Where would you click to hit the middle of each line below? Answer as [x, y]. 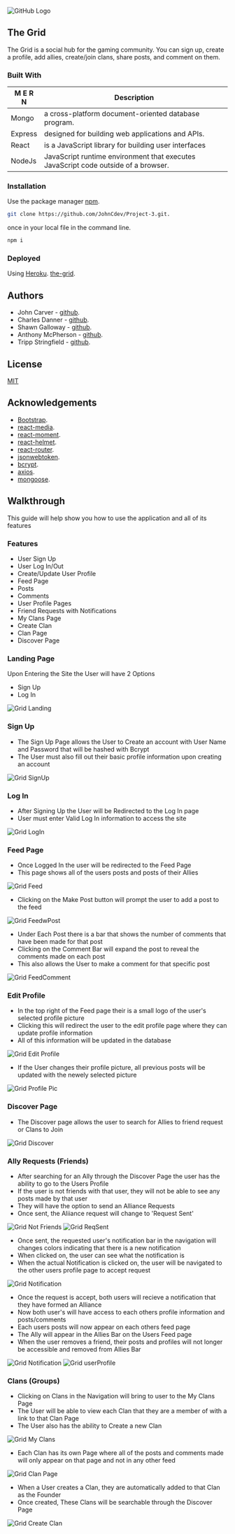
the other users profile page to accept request [84, 1270]
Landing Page [31, 659]
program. [59, 122]
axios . [26, 471]
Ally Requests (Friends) [48, 1161]
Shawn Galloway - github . [55, 327]
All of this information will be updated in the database [94, 1040]
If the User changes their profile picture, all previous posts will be [111, 1068]
